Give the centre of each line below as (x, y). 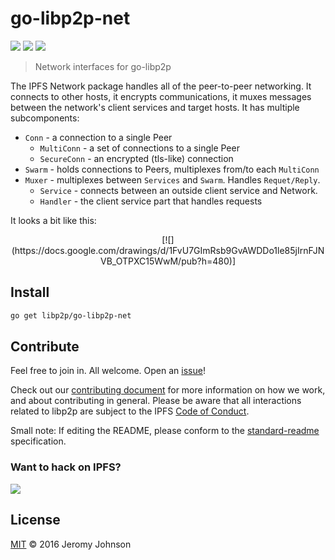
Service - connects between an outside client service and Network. (178, 190)
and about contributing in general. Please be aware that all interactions (156, 401)
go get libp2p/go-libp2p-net (71, 315)
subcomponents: (45, 118)
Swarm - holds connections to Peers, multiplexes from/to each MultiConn (172, 169)
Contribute (45, 347)
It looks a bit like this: (53, 220)
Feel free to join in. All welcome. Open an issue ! (108, 371)
